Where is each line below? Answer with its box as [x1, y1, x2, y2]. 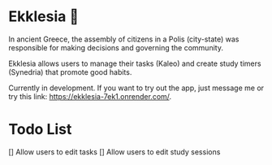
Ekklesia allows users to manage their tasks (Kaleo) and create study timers [8, 59, 261, 68]
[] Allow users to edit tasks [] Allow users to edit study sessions [8, 146, 221, 157]
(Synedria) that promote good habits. [8, 67, 132, 76]
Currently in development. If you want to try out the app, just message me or [8, 83, 265, 93]
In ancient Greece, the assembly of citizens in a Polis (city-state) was [8, 34, 240, 44]
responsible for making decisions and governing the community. [8, 42, 223, 52]
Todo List [8, 120, 72, 139]
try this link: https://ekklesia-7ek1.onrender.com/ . [8, 91, 172, 101]
